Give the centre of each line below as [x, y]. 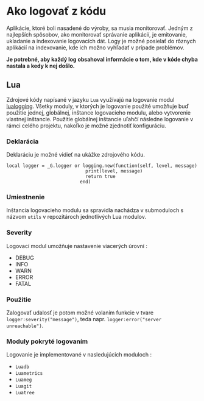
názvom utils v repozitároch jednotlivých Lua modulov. [76, 217]
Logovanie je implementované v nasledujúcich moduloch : [79, 355]
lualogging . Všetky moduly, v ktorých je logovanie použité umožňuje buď [97, 106]
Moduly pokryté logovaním [47, 341]
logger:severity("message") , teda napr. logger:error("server [84, 319]
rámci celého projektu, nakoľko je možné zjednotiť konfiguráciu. [86, 126]
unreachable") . [25, 325]
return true [100, 177]
